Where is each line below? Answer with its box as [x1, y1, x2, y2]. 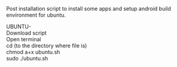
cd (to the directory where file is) [6, 42, 87, 49]
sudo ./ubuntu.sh [6, 55, 48, 62]
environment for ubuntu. [6, 11, 66, 19]
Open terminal [6, 36, 41, 42]
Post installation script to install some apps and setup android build [6, 5, 172, 12]
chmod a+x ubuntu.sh [6, 48, 60, 56]
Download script [6, 29, 47, 36]
